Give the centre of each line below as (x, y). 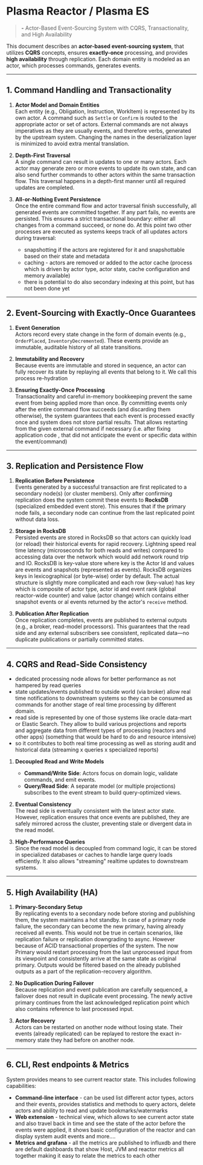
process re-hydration (41, 378)
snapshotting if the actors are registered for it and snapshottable (105, 249)
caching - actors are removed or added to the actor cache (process (108, 263)
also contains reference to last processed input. (74, 1009)
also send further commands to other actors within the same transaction (105, 175)
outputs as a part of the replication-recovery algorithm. (83, 971)
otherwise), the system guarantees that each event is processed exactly (105, 415)
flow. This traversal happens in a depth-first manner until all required (100, 181)
